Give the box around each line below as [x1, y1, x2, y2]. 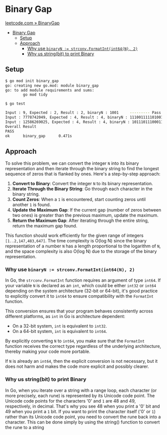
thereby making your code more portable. [5, 348, 90, 354]
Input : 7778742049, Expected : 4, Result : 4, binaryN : [5, 115, 128, 120]
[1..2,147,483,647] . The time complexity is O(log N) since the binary [5, 238, 147, 244]
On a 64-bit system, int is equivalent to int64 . [12, 328, 107, 334]
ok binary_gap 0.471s [5, 133, 72, 138]
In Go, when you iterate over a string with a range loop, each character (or [5, 387, 157, 393]
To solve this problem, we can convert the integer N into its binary [5, 160, 139, 166]
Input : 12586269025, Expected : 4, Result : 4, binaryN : [5, 119, 130, 124]
